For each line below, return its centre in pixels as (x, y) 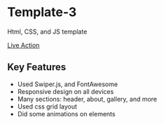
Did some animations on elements (66, 113)
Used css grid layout (47, 106)
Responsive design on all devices (66, 91)
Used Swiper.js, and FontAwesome (67, 84)
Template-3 (42, 12)
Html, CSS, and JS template (47, 32)
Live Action (23, 45)
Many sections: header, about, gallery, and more (87, 99)
